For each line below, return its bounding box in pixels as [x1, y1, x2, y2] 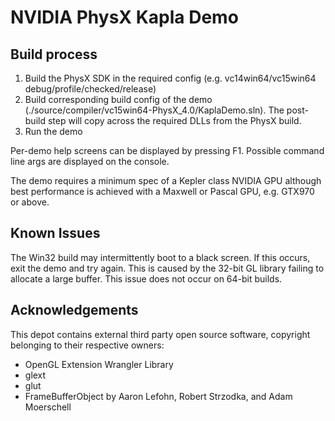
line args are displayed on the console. [10, 156, 170, 167]
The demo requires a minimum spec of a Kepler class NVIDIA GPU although [10, 175, 322, 186]
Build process [10, 46, 98, 63]
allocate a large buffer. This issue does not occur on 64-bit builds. [10, 272, 283, 285]
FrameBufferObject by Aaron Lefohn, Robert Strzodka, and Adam [24, 390, 293, 402]
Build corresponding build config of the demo [24, 94, 213, 105]
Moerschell [24, 401, 72, 413]
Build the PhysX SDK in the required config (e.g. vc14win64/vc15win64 [24, 72, 317, 84]
